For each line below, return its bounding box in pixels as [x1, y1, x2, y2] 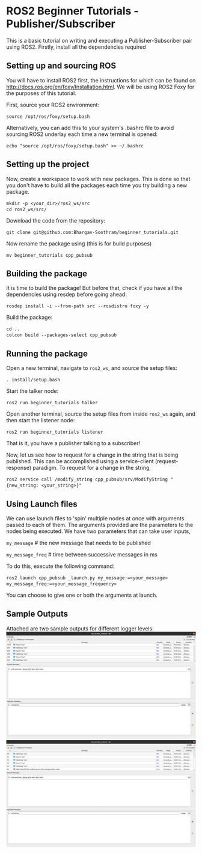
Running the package [6, 348, 88, 359]
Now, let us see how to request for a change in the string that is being [6, 451, 179, 458]
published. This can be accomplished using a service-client [6, 458, 155, 465]
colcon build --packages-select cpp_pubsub [6, 332, 117, 338]
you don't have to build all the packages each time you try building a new [6, 182, 188, 189]
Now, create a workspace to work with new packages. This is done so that [6, 175, 191, 182]
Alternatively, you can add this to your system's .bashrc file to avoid [6, 124, 174, 131]
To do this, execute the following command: [6, 562, 115, 570]
